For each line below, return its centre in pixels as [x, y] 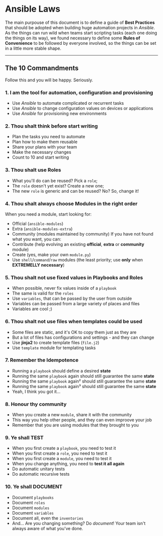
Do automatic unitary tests [38, 469]
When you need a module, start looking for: [49, 214]
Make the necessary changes [41, 152]
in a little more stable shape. [33, 48]
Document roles [28, 502]
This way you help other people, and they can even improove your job [82, 420]
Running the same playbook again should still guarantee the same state [83, 376]
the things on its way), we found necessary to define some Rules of [73, 38]
